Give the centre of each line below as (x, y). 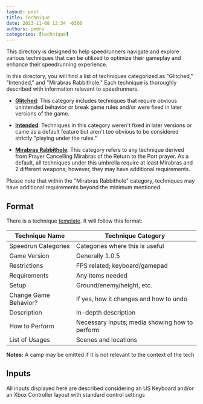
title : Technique (28, 18)
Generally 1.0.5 (98, 256)
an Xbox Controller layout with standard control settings (76, 394)
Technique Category (135, 235)
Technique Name (40, 235)
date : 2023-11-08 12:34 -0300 (44, 23)
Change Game (30, 295)
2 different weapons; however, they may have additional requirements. (102, 169)
